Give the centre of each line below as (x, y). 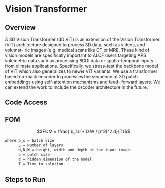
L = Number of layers (41, 145)
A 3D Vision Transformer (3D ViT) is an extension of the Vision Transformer (82, 39)
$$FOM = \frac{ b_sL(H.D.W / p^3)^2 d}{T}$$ (83, 132)
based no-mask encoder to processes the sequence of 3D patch (72, 76)
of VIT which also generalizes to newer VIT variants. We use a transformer (81, 71)
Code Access (26, 103)
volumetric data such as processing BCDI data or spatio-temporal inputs (79, 60)
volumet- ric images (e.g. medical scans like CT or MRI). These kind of (77, 50)
